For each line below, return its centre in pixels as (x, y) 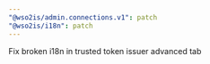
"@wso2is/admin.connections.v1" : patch (83, 17)
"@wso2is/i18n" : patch (51, 26)
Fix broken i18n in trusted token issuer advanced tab (105, 51)
